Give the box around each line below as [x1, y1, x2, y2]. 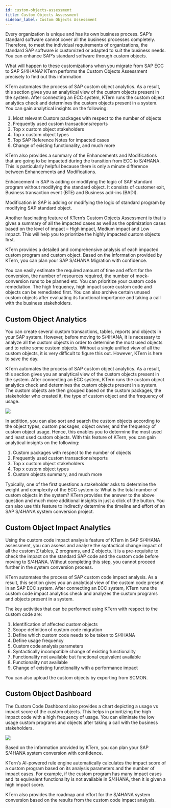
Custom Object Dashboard [5, 690, 92, 698]
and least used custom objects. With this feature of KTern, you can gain [5, 434, 156, 441]
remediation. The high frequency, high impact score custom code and [5, 284, 152, 290]
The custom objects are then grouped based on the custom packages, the [5, 387, 162, 393]
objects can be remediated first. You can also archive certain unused [5, 289, 150, 295]
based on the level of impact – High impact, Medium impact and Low [5, 226, 150, 232]
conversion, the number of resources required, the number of [5, 273, 135, 279]
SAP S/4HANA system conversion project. [5, 508, 94, 515]
